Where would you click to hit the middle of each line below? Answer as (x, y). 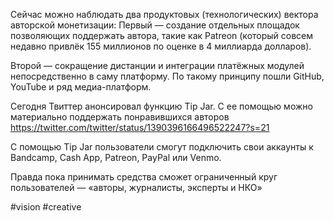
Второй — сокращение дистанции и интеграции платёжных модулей (157, 65)
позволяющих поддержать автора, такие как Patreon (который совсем (162, 35)
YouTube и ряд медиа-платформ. (81, 87)
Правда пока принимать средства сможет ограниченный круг (144, 177)
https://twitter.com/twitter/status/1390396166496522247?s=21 (140, 127)
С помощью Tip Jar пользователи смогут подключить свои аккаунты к (162, 147)
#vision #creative (46, 207)
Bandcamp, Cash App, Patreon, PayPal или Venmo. (116, 157)
